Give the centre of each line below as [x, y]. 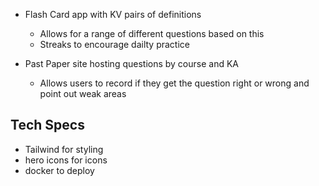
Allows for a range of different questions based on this [152, 33]
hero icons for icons [66, 160]
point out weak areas [83, 93]
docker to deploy [59, 170]
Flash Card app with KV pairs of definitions [113, 14]
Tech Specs [47, 125]
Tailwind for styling [64, 149]
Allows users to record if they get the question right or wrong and [174, 83]
